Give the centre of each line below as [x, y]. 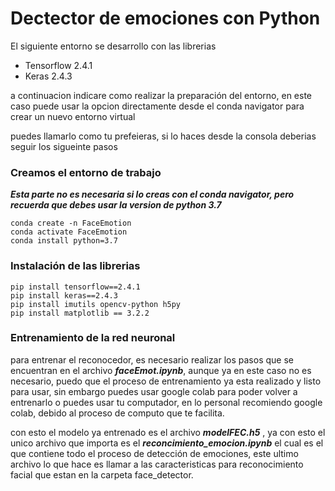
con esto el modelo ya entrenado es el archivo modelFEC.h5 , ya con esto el [168, 432]
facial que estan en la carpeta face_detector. [102, 474]
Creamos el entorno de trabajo [86, 172]
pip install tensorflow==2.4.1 [75, 287]
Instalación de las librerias [75, 266]
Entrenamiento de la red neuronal [93, 338]
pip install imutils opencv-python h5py [96, 304]
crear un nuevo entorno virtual [73, 116]
